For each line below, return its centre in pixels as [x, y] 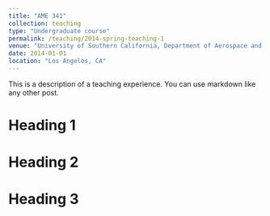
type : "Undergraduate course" [59, 31]
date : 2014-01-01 [38, 53]
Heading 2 [44, 162]
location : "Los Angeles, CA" [57, 61]
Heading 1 [42, 125]
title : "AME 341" [38, 16]
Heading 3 [44, 199]
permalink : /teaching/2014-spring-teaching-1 [86, 38]
